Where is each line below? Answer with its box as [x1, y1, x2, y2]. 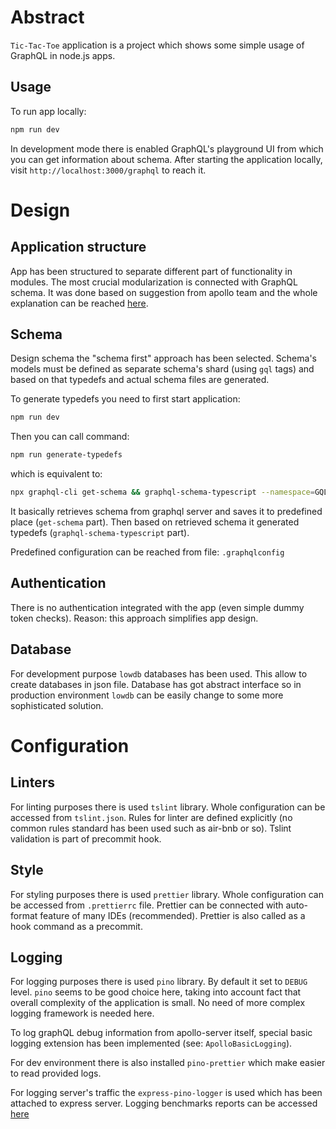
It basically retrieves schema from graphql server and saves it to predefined [10, 506, 323, 518]
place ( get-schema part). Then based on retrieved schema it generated [10, 516, 300, 528]
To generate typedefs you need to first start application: [10, 393, 241, 405]
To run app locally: [10, 105, 87, 117]
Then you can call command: [10, 431, 130, 443]
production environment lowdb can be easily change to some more [10, 689, 284, 701]
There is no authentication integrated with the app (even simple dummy [10, 601, 305, 613]
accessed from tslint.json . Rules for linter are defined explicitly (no [10, 811, 293, 823]
